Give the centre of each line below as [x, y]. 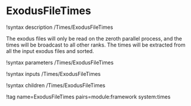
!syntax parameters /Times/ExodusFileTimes [60, 62]
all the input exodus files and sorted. [50, 51]
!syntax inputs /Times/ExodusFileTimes [53, 74]
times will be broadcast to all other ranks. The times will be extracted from [96, 45]
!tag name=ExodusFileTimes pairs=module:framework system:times [88, 97]
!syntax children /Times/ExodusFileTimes [56, 85]
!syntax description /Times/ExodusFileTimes [60, 27]
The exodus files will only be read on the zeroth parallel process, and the [94, 38]
